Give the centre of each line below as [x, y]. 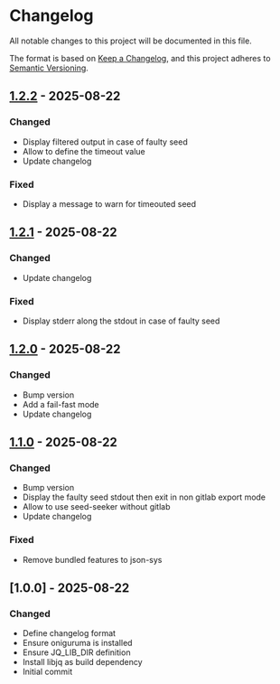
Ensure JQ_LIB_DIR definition [76, 652]
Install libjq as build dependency [82, 662]
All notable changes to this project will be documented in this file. [131, 41]
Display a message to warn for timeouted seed [109, 203]
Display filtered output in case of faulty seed [105, 142]
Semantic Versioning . [49, 68]
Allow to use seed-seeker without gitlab [96, 507]
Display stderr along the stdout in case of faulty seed [121, 321]
